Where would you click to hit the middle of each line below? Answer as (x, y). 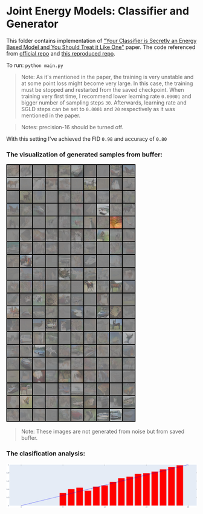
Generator (32, 24)
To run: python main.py (35, 65)
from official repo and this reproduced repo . (61, 53)
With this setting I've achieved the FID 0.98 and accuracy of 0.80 (87, 139)
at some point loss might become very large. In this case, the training (107, 83)
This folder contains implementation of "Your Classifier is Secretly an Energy (101, 40)
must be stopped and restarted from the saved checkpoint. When (102, 89)
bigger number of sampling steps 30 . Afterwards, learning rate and (104, 102)
